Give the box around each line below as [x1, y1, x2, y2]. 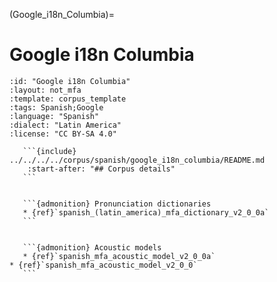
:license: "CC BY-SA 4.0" [9, 129, 117, 139]
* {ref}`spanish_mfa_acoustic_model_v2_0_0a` [22, 251, 216, 261]
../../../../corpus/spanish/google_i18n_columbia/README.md [9, 155, 266, 165]
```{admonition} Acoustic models [22, 242, 162, 253]
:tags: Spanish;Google [9, 102, 104, 113]
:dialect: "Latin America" [9, 120, 122, 130]
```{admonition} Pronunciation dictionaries [22, 199, 212, 209]
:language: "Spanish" [9, 111, 100, 121]
